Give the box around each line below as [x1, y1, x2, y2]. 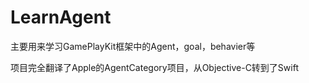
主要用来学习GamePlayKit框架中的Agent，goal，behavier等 [10, 40, 256, 52]
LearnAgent [10, 6, 112, 29]
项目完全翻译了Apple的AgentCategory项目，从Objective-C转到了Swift [10, 61, 299, 73]
